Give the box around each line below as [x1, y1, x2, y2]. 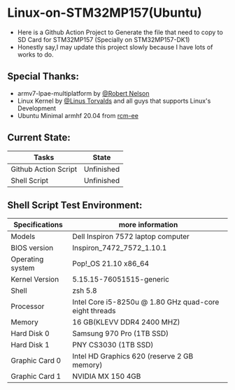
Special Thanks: [7, 71, 79, 82]
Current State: [7, 131, 71, 144]
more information [118, 220, 178, 230]
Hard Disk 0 [10, 328, 50, 338]
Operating [10, 254, 44, 264]
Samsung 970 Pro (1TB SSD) [72, 328, 169, 338]
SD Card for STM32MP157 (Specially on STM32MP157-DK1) [17, 35, 190, 43]
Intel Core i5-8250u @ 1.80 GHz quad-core [72, 297, 220, 307]
